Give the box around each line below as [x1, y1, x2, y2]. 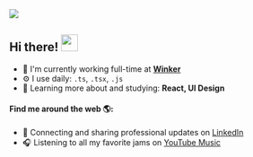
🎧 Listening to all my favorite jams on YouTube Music [22, 137, 222, 148]
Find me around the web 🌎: [9, 103, 114, 115]
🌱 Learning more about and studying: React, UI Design [22, 83, 225, 93]
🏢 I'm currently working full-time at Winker [22, 63, 181, 74]
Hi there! [9, 39, 59, 55]
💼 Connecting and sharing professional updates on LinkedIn [22, 127, 244, 138]
